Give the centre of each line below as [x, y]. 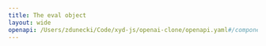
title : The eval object [47, 15]
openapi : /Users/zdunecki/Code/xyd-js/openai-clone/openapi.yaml [118, 30]
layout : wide [30, 23]
